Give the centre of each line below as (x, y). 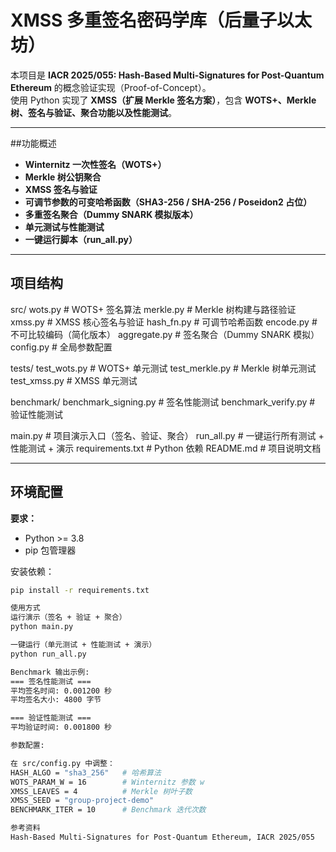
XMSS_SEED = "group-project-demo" (82, 801)
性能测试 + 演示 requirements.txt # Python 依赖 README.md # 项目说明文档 (166, 448)
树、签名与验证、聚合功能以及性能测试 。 (93, 112)
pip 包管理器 (50, 550)
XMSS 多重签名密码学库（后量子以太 (161, 20)
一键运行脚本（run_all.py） (81, 239)
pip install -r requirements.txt (80, 590)
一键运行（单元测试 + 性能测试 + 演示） (83, 645)
